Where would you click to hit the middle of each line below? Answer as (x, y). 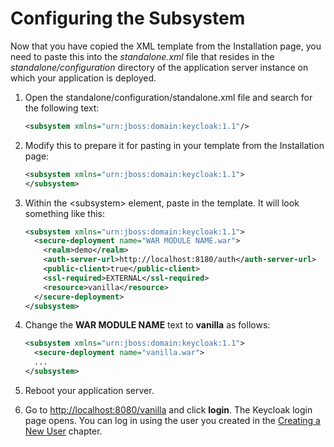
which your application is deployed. (83, 78)
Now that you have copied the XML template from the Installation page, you (166, 46)
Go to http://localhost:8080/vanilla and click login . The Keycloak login (168, 409)
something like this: (64, 213)
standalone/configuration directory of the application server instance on (159, 67)
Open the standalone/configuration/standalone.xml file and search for (168, 97)
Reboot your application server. (89, 390)
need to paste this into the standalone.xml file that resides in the (142, 56)
